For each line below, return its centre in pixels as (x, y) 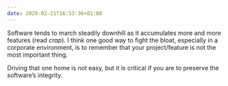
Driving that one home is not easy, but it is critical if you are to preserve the (113, 68)
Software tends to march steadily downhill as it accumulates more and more (114, 33)
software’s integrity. (35, 75)
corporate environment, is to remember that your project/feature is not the (112, 47)
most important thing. (38, 55)
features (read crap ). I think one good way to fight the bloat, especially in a (113, 40)
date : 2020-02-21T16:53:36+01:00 (55, 13)
